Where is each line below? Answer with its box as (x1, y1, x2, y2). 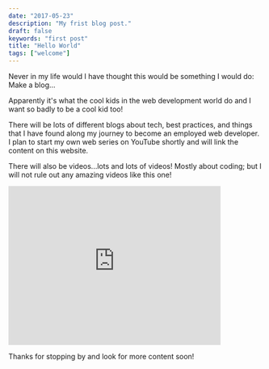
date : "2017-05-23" (8, 11, 74, 20)
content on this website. (8, 146, 89, 155)
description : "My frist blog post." (8, 19, 132, 27)
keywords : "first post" (8, 34, 89, 43)
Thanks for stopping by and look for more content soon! (8, 352, 195, 361)
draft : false (8, 27, 53, 35)
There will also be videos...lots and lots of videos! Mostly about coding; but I (8, 161, 263, 170)
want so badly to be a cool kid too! (8, 104, 124, 114)
